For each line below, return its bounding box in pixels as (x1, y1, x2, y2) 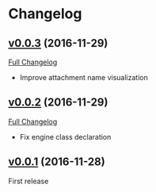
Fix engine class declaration (19, 132, 112, 141)
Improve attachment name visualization (19, 73, 148, 82)
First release (8, 176, 49, 186)
